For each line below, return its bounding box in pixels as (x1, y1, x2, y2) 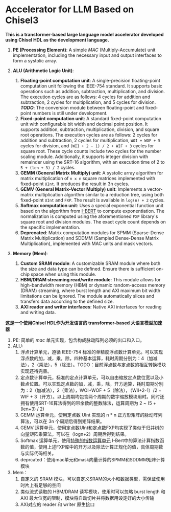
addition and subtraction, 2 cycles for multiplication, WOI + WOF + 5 (20, 137, 161, 143)
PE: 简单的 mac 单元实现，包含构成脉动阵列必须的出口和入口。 (12, 337, 144, 343)
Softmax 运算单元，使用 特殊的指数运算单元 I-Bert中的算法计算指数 (20, 437, 160, 443)
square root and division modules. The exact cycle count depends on (20, 218, 166, 225)
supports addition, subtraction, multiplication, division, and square (20, 126, 160, 132)
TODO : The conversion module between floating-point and (20, 104, 144, 110)
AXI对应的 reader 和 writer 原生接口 (20, 501, 95, 507)
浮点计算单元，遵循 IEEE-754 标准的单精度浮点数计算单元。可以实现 (20, 349, 163, 355)
